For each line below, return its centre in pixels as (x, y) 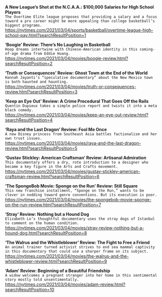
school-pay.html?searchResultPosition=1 (46, 35)
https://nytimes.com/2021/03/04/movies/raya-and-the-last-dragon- (73, 143)
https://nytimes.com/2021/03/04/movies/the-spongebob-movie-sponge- (78, 200)
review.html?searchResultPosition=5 (41, 148)
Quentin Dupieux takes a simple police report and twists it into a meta (81, 106)
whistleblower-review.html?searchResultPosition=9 (56, 261)
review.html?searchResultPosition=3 (41, 92)
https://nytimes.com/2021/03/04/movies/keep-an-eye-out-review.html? (77, 115)
